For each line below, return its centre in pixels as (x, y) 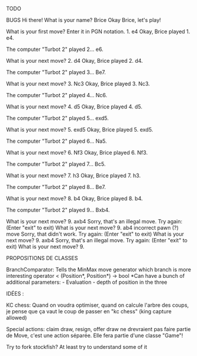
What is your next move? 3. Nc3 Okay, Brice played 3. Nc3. (78, 84)
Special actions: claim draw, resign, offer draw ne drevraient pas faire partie (98, 329)
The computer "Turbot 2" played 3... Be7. (56, 72)
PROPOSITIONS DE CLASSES (42, 258)
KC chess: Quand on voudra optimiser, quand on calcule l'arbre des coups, (98, 305)
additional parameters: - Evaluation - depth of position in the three (87, 282)
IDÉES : (15, 294)
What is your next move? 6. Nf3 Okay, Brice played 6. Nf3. (77, 153)
